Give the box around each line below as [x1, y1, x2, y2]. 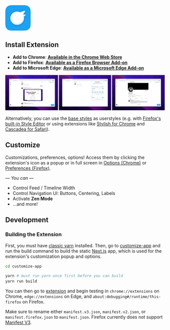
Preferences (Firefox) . [5, 165, 51, 171]
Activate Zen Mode [12, 195, 53, 202]
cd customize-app [5, 263, 42, 269]
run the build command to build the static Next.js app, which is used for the [5, 248, 162, 254]
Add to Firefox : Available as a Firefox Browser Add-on [12, 59, 128, 65]
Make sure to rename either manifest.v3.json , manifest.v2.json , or [5, 309, 146, 315]
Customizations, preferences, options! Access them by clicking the [5, 154, 145, 160]
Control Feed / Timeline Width [12, 185, 75, 191]
